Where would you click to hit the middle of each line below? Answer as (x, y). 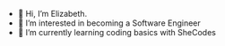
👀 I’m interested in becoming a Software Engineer (109, 23)
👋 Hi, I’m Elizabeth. (52, 14)
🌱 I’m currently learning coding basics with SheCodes (117, 32)
